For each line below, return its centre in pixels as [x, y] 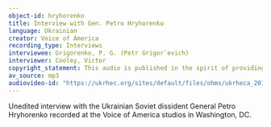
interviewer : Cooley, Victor [57, 61]
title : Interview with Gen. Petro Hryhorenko [86, 23]
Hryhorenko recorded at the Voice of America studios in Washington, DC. [130, 114]
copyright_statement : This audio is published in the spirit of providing [137, 68]
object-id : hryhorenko [46, 16]
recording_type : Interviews [56, 46]
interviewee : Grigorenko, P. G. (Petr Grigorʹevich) [99, 53]
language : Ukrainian [43, 31]
